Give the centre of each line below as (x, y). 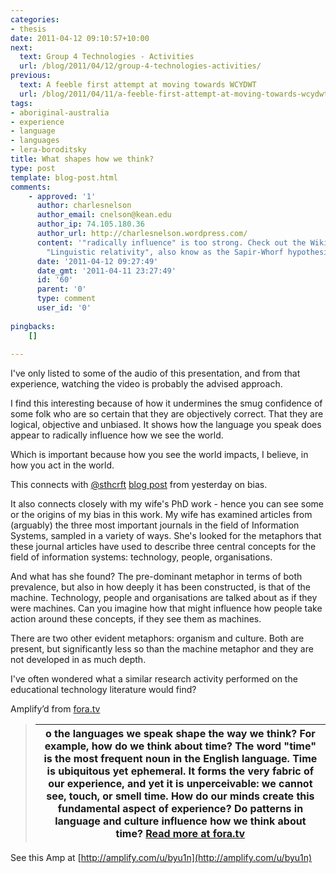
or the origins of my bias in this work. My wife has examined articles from (161, 515)
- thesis (28, 29)
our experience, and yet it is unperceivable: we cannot (180, 784)
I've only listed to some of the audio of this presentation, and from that (155, 373)
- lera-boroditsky (48, 150)
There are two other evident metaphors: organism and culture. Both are (157, 638)
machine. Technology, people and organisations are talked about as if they (164, 598)
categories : (35, 19)
